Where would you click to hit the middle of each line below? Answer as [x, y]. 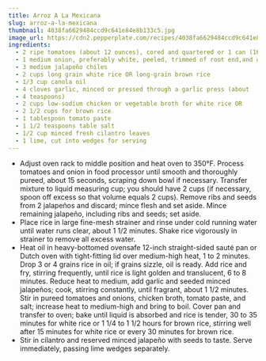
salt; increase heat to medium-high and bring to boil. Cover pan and [130, 306]
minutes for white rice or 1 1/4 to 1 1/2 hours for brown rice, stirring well [135, 323]
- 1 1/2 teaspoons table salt [65, 126]
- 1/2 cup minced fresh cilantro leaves [83, 133]
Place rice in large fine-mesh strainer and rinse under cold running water [138, 222]
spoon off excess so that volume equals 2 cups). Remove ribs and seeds [138, 197]
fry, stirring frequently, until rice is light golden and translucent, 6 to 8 [133, 272]
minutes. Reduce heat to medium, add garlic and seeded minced [125, 281]
